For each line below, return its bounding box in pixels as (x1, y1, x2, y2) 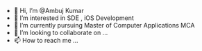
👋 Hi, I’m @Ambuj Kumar (13, 7, 85, 14)
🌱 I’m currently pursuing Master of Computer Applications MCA (13, 21, 195, 29)
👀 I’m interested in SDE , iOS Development (13, 14, 134, 22)
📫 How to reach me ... (13, 37, 78, 44)
